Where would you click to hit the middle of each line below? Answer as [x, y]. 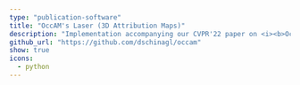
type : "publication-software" [66, 17]
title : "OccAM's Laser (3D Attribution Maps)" [97, 26]
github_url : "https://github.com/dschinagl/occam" [105, 42]
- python [33, 67]
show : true [29, 50]
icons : [21, 58]
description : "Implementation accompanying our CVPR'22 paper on [133, 34]
